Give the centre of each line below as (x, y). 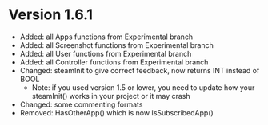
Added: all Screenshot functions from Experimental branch (116, 45)
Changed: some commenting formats (81, 104)
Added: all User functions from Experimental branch (106, 53)
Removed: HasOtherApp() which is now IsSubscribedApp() (116, 112)
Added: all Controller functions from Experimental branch (114, 62)
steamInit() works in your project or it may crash (111, 96)
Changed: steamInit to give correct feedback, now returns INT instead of (140, 70)
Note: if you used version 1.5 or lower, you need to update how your (143, 87)
